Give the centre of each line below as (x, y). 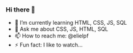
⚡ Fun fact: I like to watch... (49, 45)
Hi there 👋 (21, 10)
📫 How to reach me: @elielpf (52, 36)
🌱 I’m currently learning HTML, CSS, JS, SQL (71, 23)
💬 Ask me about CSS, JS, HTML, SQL (61, 29)
